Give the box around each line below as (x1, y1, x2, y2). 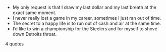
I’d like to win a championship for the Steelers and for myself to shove (12, 26, 157, 32)
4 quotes (5, 41, 24, 47)
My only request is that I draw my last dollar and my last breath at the (12, 5, 156, 10)
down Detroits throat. (12, 31, 57, 37)
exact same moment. (12, 10, 57, 16)
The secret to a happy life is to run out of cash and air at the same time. (12, 20, 161, 26)
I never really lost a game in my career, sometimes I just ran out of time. (12, 15, 161, 21)
